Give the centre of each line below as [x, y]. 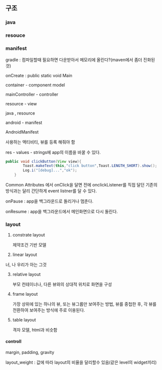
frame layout [25, 294]
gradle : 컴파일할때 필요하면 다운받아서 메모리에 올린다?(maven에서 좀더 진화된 [80, 60]
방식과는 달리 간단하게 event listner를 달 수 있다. [51, 191]
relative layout [26, 274]
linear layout [25, 255]
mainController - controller [32, 94]
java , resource [20, 113]
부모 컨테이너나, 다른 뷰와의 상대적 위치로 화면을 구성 [62, 285]
